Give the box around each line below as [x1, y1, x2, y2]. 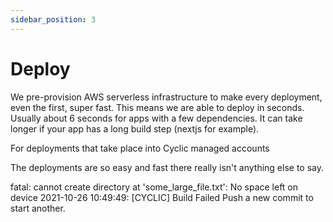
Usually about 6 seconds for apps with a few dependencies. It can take [10, 112, 303, 124]
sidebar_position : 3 [10, 14, 97, 25]
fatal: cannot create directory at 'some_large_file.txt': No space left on [10, 181, 299, 193]
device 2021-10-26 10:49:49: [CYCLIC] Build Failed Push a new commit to [10, 191, 314, 203]
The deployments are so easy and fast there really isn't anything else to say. [10, 161, 324, 173]
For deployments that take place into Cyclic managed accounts [10, 142, 270, 154]
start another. [10, 202, 66, 214]
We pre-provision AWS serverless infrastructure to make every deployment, [10, 91, 323, 103]
